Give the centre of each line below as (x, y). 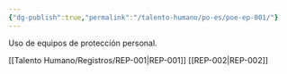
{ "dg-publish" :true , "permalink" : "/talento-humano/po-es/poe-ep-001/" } (143, 17)
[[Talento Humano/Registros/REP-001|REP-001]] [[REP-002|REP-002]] (139, 60)
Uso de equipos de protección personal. (83, 43)
